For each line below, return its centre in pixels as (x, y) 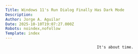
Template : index (22, 33)
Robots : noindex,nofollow (33, 29)
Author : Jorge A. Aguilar (33, 19)
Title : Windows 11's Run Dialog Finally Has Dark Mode (65, 10)
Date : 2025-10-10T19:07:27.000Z (40, 24)
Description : (19, 15)
